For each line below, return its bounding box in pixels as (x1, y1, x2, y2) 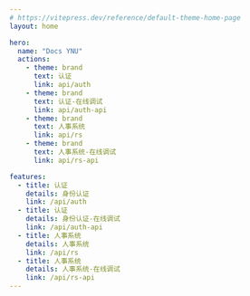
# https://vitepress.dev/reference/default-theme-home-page (9, 13, 242, 23)
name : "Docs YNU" (17, 46, 83, 55)
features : (9, 172, 47, 181)
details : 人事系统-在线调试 (25, 264, 120, 274)
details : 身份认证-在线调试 (25, 215, 120, 224)
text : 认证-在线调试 (33, 97, 103, 106)
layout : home (9, 22, 59, 31)
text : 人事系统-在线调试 (33, 148, 117, 157)
